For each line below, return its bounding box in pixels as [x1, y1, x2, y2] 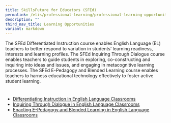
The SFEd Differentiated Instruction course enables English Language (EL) [5, 40, 161, 46]
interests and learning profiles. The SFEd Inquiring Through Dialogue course [5, 51, 165, 57]
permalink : [5, 12, 28, 17]
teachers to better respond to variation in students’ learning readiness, [5, 46, 153, 52]
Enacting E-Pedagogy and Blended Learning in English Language [12, 107, 150, 113]
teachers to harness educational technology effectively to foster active [5, 73, 154, 79]
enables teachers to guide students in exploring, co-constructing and [5, 56, 151, 63]
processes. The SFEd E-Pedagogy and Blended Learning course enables [5, 67, 158, 74]
